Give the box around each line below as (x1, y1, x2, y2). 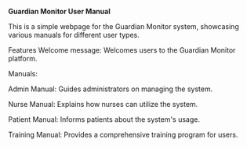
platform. (8, 54, 38, 63)
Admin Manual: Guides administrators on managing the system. (8, 84, 213, 94)
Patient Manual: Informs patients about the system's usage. (8, 115, 200, 124)
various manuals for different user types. (8, 31, 140, 39)
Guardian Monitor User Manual (8, 7, 111, 16)
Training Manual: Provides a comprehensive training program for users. (8, 130, 238, 139)
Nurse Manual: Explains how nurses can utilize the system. (8, 100, 198, 108)
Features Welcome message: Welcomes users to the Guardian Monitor (8, 46, 236, 54)
